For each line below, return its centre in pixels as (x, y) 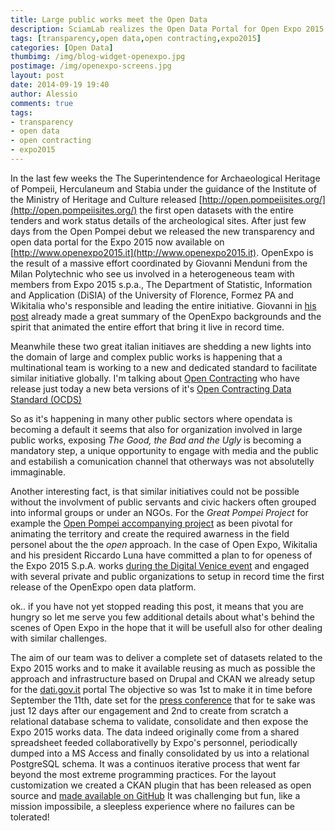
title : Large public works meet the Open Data (109, 19)
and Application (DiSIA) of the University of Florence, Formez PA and (152, 295)
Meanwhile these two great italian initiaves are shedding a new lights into (161, 346)
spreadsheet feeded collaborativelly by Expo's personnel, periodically (154, 742)
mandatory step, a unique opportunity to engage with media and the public (164, 450)
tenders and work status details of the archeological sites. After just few (158, 220)
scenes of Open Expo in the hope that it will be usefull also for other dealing (166, 627)
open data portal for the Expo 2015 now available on (117, 242)
